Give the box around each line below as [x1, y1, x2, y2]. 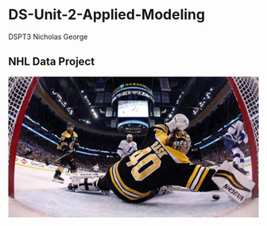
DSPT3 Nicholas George [8, 32, 88, 41]
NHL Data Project [8, 55, 95, 68]
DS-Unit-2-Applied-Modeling [8, 6, 205, 24]
